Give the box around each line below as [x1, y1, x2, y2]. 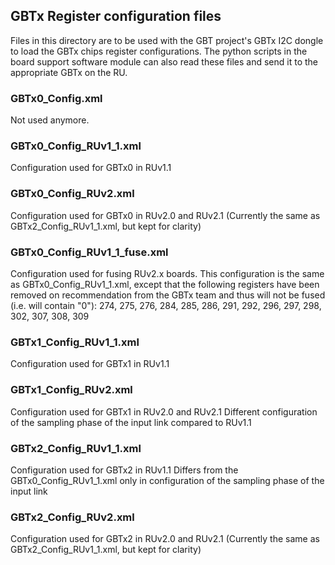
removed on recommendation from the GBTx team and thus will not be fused [10, 289, 326, 301]
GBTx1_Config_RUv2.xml [10, 383, 133, 397]
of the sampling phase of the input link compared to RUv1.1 [10, 416, 252, 428]
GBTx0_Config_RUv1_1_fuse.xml [10, 245, 169, 259]
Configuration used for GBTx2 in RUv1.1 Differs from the [10, 464, 239, 476]
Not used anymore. [10, 114, 90, 126]
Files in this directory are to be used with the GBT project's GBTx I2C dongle [10, 34, 324, 46]
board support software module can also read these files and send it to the [10, 55, 318, 68]
